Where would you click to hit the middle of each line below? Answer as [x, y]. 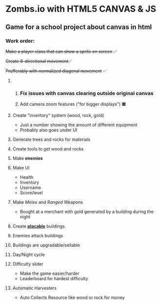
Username [30, 188]
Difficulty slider [28, 264]
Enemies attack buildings [38, 236]
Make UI [21, 168]
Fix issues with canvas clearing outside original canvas [87, 93]
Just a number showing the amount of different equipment [79, 125]
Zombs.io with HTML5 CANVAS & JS [81, 9]
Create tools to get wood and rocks [48, 149]
